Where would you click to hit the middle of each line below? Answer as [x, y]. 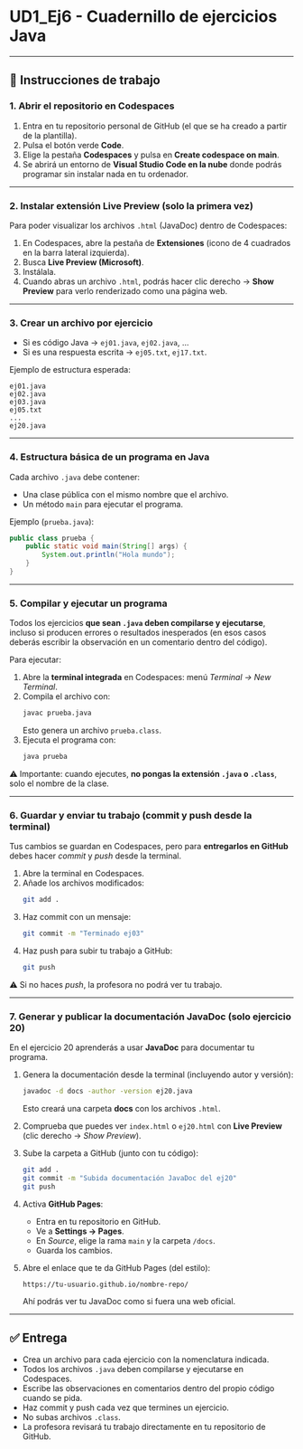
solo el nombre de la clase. [60, 783]
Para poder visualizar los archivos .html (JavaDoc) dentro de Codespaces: [148, 225]
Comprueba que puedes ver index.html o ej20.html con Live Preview [152, 1126]
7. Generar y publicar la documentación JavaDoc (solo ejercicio [150, 1017]
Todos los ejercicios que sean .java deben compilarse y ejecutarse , [138, 623]
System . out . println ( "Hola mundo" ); [109, 555]
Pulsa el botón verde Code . [73, 145]
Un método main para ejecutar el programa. [102, 504]
